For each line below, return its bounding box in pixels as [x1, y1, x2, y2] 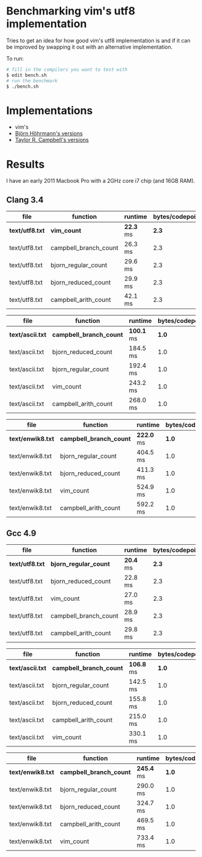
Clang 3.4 [6, 194, 44, 205]
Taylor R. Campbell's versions [14, 137, 89, 144]
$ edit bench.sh [6, 72, 47, 78]
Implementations [6, 103, 93, 117]
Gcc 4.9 [6, 528, 37, 538]
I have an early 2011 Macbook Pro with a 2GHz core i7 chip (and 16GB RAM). [6, 177, 195, 185]
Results [6, 158, 45, 171]
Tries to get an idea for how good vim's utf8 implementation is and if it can [6, 37, 191, 44]
